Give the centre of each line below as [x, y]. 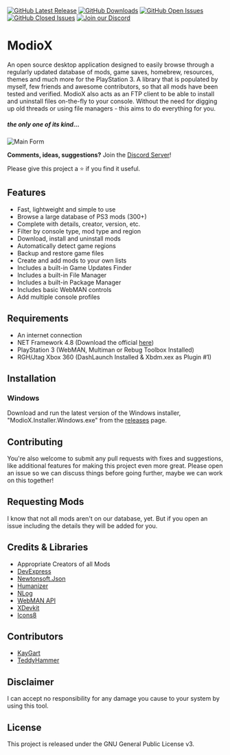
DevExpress [34, 571]
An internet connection [49, 335]
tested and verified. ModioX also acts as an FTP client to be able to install [111, 93]
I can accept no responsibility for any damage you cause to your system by [113, 699]
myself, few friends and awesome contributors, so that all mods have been [113, 87]
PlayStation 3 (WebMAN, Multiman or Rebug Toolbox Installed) [105, 350]
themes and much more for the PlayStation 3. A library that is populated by [113, 79]
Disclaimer [31, 682]
